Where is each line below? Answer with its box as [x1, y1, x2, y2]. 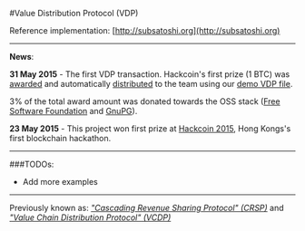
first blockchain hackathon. [9, 133, 112, 143]
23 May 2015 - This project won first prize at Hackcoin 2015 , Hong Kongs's [9, 123, 291, 134]
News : [9, 52, 34, 62]
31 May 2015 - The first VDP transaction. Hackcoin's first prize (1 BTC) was [9, 69, 290, 80]
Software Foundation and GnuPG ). [9, 106, 138, 116]
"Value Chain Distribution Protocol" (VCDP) [9, 212, 172, 223]
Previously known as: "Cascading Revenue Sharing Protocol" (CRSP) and [9, 203, 284, 213]
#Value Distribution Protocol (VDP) [9, 8, 139, 18]
